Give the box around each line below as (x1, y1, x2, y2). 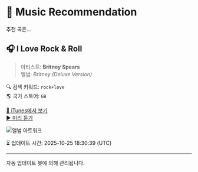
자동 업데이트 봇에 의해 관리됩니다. (6, 159, 85, 166)
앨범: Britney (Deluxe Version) (20, 70, 93, 77)
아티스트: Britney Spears (20, 63, 80, 70)
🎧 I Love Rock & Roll (6, 44, 82, 54)
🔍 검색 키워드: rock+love (6, 83, 65, 90)
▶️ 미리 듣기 (6, 114, 34, 121)
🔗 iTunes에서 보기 (6, 106, 48, 114)
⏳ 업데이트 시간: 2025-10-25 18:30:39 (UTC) (6, 139, 112, 147)
